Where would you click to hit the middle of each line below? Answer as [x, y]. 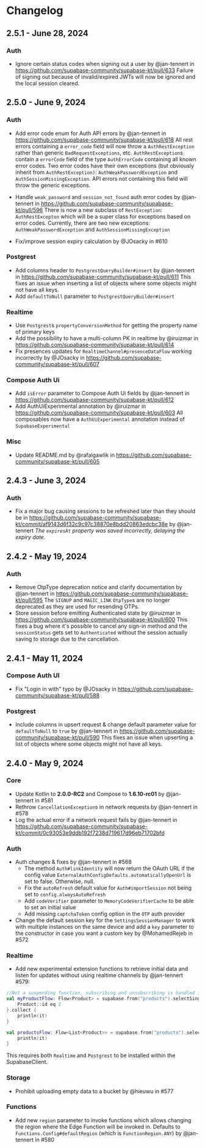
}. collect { [21, 1010]
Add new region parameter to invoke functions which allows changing [103, 1120]
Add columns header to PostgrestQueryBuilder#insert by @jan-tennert [105, 270]
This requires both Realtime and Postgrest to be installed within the [91, 1055]
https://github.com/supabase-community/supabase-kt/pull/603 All [99, 413]
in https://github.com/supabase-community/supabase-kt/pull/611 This [103, 277]
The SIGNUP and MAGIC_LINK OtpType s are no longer [107, 600]
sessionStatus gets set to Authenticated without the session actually [101, 633]
